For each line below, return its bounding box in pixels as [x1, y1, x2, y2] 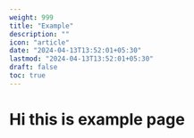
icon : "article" [9, 37, 70, 47]
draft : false [9, 63, 58, 72]
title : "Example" [9, 21, 74, 30]
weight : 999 [9, 12, 54, 22]
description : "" [9, 29, 70, 38]
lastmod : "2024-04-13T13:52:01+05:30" [9, 54, 154, 63]
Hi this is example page [9, 109, 185, 129]
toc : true [9, 71, 46, 80]
